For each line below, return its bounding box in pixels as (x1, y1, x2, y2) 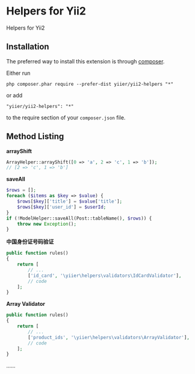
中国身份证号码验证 (6, 238, 54, 246)
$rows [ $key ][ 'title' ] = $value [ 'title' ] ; (17, 198, 122, 204)
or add (6, 92, 23, 99)
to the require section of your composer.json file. (6, 113, 126, 121)
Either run (6, 69, 31, 77)
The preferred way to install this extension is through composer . (6, 57, 165, 65)
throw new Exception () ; (17, 221, 77, 227)
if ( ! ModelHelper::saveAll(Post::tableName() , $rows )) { (6, 215, 152, 221)
